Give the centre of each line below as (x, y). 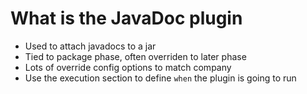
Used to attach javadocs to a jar (90, 46)
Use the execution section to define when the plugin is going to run (160, 78)
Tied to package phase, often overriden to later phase (135, 56)
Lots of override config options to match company (128, 67)
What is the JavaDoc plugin (126, 18)
